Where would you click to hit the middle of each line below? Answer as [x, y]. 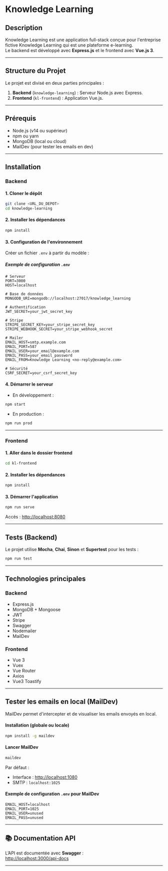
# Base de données [24, 294]
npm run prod [19, 423]
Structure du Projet [35, 71]
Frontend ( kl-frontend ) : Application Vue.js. [58, 98]
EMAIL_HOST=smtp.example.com [35, 342]
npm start [15, 405]
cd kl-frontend [21, 463]
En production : [28, 414]
